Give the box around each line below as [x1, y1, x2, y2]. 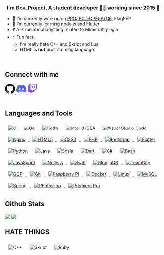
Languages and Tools [5, 109, 73, 117]
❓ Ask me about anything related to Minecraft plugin [12, 27, 119, 33]
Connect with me [5, 70, 59, 79]
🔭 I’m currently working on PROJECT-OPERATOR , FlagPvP [12, 16, 131, 22]
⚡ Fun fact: [12, 34, 35, 40]
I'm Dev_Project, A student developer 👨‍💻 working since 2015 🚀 [6, 4, 160, 11]
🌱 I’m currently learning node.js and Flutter [12, 21, 100, 27]
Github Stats [5, 200, 45, 208]
